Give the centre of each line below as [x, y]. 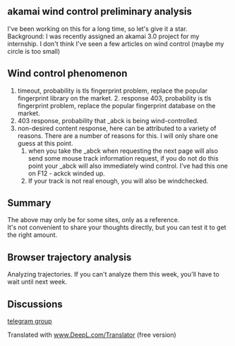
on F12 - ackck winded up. [67, 173]
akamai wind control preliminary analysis [100, 12]
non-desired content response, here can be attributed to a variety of [117, 128]
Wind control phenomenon [67, 74]
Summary [29, 203]
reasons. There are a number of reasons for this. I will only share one [118, 135]
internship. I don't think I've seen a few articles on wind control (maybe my [116, 44]
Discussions [35, 304]
